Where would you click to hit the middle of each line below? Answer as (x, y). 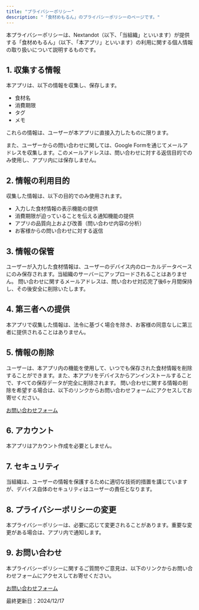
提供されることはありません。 (53, 332)
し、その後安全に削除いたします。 (47, 288)
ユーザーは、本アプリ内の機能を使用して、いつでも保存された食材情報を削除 (99, 368)
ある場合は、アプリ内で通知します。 (60, 532)
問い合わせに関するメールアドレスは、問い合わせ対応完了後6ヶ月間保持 (105, 281)
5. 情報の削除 (30, 353)
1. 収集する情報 (33, 70)
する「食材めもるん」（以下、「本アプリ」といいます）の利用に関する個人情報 (99, 42)
